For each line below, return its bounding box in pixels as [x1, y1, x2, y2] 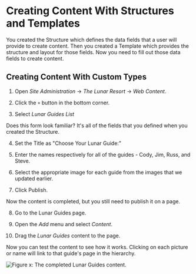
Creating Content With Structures [6, 4, 175, 18]
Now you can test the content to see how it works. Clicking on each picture [6, 243, 188, 250]
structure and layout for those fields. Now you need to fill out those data [6, 48, 181, 55]
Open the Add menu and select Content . [14, 220, 113, 227]
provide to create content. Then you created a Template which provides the [6, 42, 190, 49]
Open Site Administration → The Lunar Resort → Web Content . [14, 87, 167, 95]
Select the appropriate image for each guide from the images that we [14, 169, 182, 176]
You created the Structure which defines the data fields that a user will [6, 36, 177, 43]
